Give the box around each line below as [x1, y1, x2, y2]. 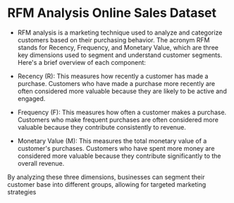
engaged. [17, 94, 46, 103]
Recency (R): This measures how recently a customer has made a [17, 72, 209, 80]
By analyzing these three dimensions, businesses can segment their [7, 173, 205, 181]
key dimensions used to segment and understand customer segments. [17, 51, 223, 59]
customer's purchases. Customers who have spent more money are [17, 144, 215, 152]
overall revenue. [17, 159, 65, 167]
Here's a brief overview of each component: [17, 58, 147, 66]
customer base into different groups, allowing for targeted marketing [7, 180, 207, 188]
